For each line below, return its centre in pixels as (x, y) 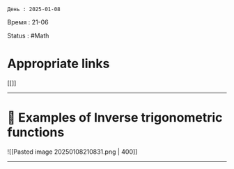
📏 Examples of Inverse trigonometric (115, 118)
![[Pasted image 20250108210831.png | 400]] (72, 152)
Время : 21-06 (28, 22)
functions (36, 132)
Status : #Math (28, 35)
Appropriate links (58, 64)
